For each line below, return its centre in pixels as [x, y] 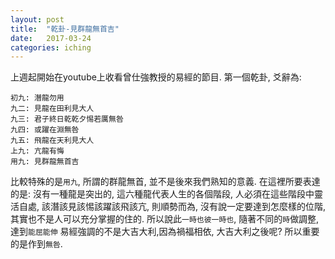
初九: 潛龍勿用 [37, 98]
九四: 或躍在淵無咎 [45, 130]
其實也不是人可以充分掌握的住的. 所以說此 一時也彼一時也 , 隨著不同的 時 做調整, [165, 219]
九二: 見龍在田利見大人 [52, 109]
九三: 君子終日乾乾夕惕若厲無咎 [67, 119]
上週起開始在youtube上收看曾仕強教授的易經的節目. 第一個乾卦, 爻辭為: [156, 77]
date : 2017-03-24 [51, 38]
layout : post [37, 19]
